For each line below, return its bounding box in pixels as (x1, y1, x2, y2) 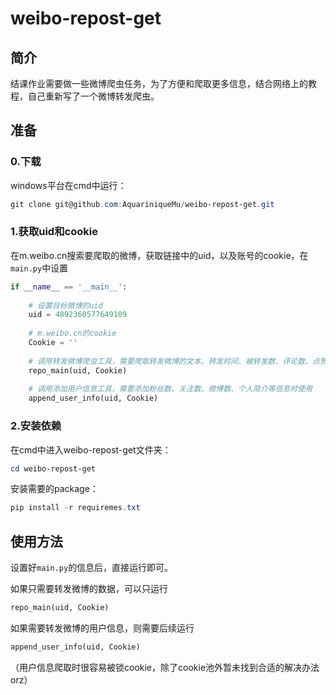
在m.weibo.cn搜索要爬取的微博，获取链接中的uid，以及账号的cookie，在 (10, 249, 309, 261)
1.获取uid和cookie (10, 225, 98, 239)
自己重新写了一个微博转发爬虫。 (27, 90, 160, 102)
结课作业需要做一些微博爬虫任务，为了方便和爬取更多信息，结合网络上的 (10, 78, 308, 89)
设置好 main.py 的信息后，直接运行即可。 (10, 562, 174, 574)
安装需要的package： (10, 483, 99, 495)
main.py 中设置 (10, 262, 69, 274)
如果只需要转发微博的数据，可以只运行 (10, 583, 168, 595)
